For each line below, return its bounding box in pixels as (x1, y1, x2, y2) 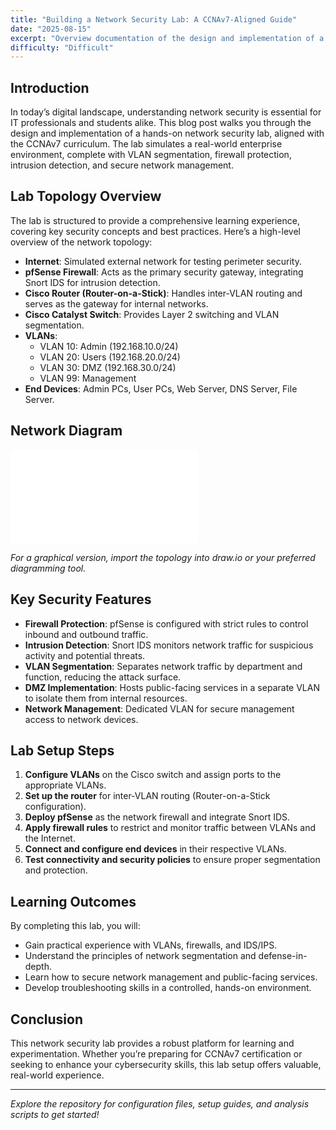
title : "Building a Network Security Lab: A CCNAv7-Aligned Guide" (10, 14, 298, 25)
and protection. (24, 864, 88, 876)
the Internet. (24, 832, 76, 845)
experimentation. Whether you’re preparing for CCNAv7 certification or (10, 1047, 303, 1060)
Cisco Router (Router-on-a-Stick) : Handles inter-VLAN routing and (24, 287, 303, 299)
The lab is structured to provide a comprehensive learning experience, (10, 214, 300, 226)
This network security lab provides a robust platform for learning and (10, 1037, 295, 1049)
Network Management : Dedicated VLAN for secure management (24, 702, 295, 715)
